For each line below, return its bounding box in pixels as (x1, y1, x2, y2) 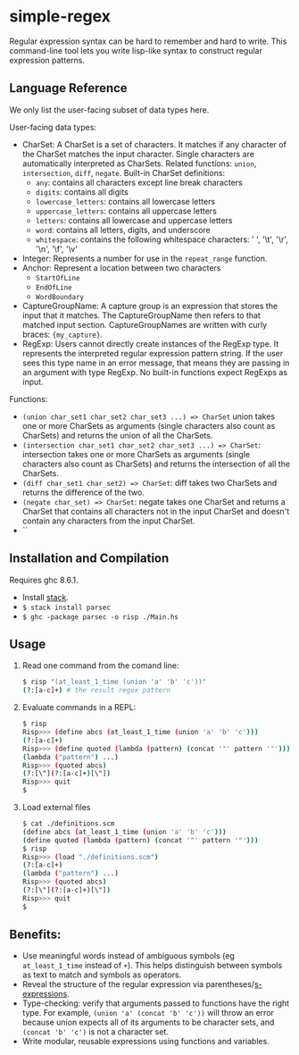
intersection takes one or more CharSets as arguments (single (21, 448, 251, 459)
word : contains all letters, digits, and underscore (35, 224, 212, 235)
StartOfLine (35, 273, 80, 282)
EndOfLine (35, 283, 73, 292)
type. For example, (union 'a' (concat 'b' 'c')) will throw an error (21, 1008, 275, 1018)
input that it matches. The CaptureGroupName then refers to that (21, 310, 262, 321)
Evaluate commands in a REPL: (21, 702, 137, 713)
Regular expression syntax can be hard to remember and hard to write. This (9, 36, 287, 46)
